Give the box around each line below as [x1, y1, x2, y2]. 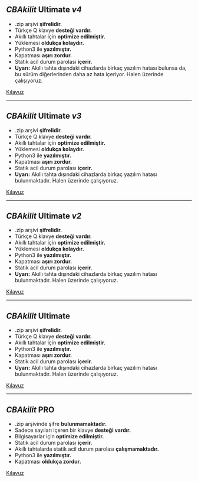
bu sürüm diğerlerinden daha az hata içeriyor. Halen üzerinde [14, 70, 164, 77]
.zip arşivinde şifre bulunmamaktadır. [14, 421, 107, 428]
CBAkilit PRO [6, 405, 55, 415]
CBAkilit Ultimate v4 [6, 5, 82, 15]
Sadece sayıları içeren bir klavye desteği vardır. [14, 426, 131, 434]
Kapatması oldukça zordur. [14, 458, 81, 465]
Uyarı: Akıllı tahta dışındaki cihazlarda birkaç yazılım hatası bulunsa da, [14, 64, 187, 71]
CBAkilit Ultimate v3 [6, 111, 82, 121]
